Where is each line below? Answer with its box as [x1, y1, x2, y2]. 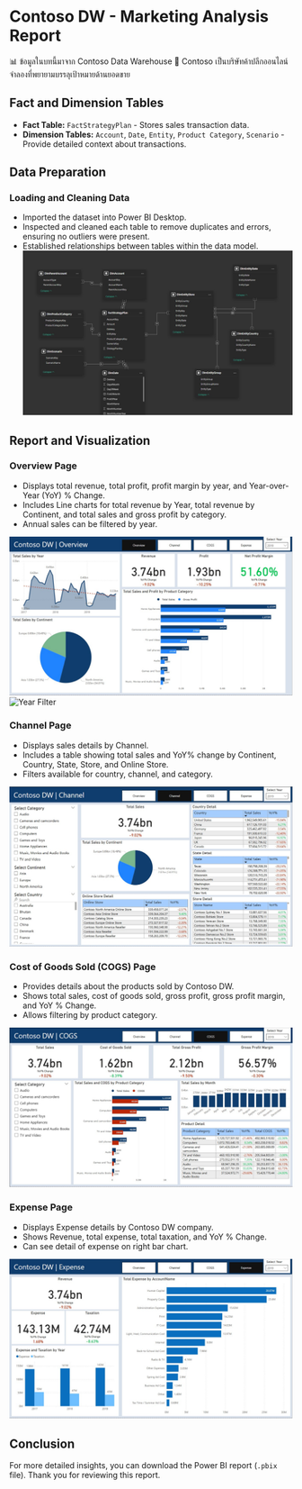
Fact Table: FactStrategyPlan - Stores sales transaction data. [22, 119, 250, 130]
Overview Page [9, 459, 78, 472]
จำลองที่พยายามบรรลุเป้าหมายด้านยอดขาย [9, 68, 130, 79]
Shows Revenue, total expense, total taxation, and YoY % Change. [22, 1231, 267, 1242]
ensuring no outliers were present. [22, 232, 150, 242]
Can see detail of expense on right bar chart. [22, 1240, 189, 1251]
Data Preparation [9, 165, 106, 180]
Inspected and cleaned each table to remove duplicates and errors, [22, 222, 271, 232]
